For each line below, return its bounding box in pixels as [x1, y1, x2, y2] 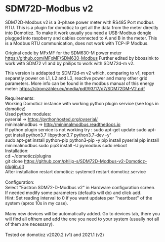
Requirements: [5, 95, 35, 101]
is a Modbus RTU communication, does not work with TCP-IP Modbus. [5, 40, 149, 46]
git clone [5, 158, 23, 164]
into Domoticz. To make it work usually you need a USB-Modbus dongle [5, 30, 152, 36]
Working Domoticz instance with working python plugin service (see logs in [5, 100, 159, 106]
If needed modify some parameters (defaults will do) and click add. [5, 190, 142, 196]
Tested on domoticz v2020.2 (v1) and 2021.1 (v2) [5, 232, 105, 238]
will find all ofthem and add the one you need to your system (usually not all [5, 216, 159, 222]
